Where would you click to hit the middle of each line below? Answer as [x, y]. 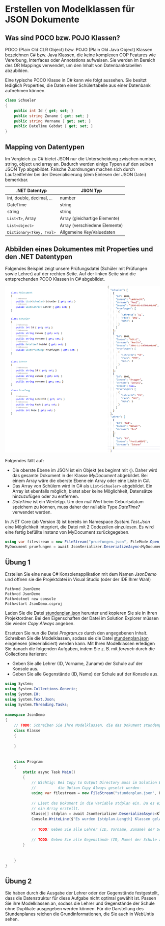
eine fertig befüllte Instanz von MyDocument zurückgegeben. [67, 532]
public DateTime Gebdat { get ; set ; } [54, 126]
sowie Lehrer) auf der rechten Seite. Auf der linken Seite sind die [70, 274]
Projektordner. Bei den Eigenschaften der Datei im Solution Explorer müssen [82, 618]
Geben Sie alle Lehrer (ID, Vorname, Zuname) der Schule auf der [77, 664]
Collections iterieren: [26, 654]
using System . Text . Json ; [30, 699]
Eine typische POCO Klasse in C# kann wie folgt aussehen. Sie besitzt [76, 80]
